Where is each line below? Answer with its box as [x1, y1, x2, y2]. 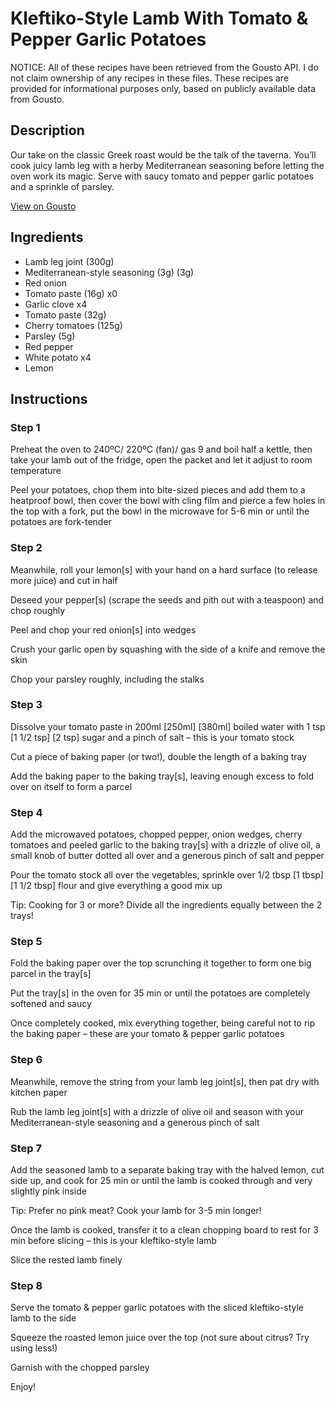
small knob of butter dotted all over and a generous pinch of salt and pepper [10, 850, 325, 862]
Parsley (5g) [24, 330, 76, 342]
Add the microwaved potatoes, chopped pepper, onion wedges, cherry [10, 828, 303, 841]
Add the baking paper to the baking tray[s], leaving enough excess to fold [10, 770, 315, 782]
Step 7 [10, 1141, 42, 1155]
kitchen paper [10, 1086, 68, 1098]
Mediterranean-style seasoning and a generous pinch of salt [10, 1116, 260, 1128]
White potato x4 [24, 351, 92, 363]
